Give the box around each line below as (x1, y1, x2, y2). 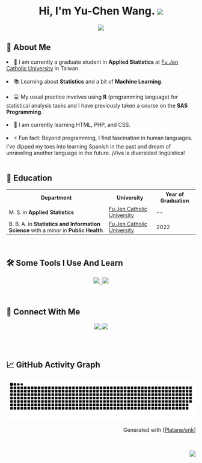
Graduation (160, 197, 189, 204)
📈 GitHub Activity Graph (6, 360, 100, 370)
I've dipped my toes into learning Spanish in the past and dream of (6, 143, 171, 150)
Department (41, 194, 72, 201)
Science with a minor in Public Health (8, 227, 103, 234)
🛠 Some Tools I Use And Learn (6, 258, 123, 268)
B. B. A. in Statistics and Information (8, 220, 100, 227)
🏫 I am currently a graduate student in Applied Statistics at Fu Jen (14, 58, 179, 66)
